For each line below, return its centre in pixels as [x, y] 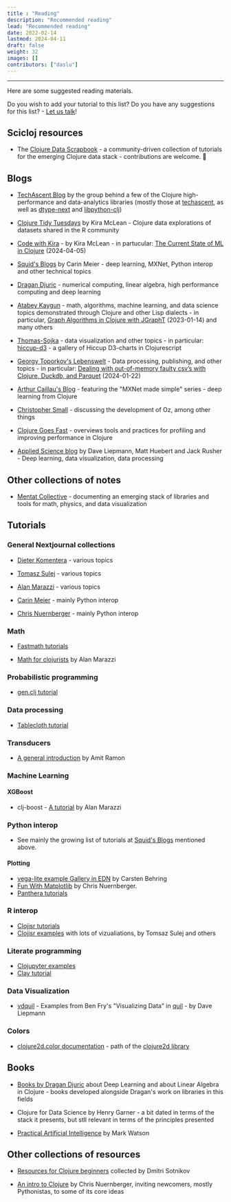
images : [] [23, 58]
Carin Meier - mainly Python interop [68, 600]
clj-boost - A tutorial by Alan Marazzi [69, 807]
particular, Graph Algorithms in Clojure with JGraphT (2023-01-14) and [117, 320]
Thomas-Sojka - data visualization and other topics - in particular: [110, 340]
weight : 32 [23, 52]
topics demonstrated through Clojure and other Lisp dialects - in [108, 313]
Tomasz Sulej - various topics [59, 573]
